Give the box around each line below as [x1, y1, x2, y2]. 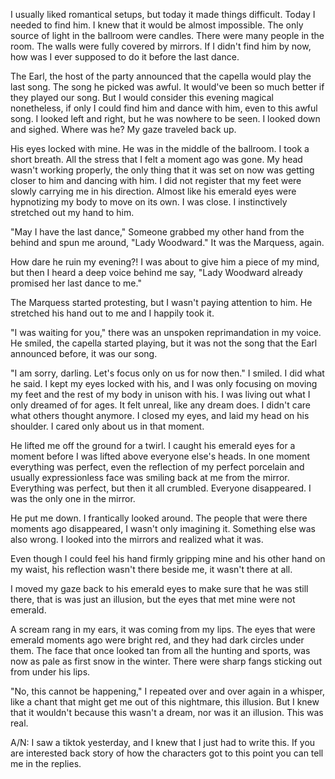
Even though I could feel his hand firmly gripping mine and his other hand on [10, 553, 326, 564]
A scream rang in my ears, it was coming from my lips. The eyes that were [10, 624, 316, 635]
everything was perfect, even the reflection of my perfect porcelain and [10, 461, 305, 473]
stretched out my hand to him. [10, 207, 135, 218]
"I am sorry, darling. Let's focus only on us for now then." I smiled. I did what [10, 367, 325, 379]
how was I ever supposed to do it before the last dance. [10, 51, 240, 63]
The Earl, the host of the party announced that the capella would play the [10, 70, 312, 82]
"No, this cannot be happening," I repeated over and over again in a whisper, [10, 685, 325, 697]
